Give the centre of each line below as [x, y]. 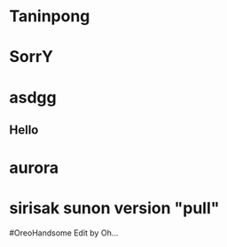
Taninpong [50, 16]
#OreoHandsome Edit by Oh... [64, 233]
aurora [34, 168]
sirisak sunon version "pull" [114, 208]
